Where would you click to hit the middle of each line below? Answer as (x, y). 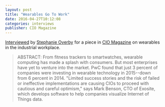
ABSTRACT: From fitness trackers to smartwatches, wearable (80, 57)
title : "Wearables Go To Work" (37, 14)
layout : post (19, 10)
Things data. (30, 99)
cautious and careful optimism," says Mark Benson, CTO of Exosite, (86, 89)
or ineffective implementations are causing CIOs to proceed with (83, 83)
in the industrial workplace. (33, 48)
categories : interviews (30, 24)
